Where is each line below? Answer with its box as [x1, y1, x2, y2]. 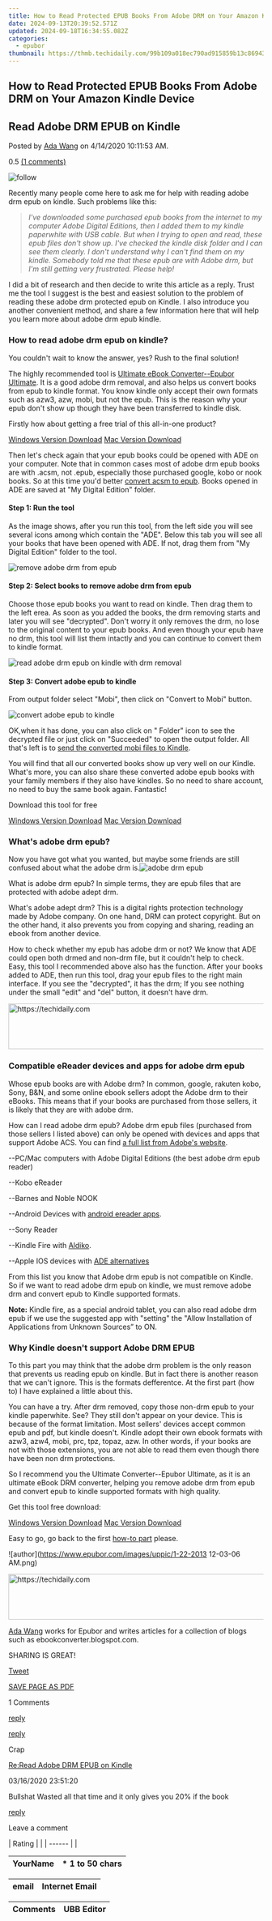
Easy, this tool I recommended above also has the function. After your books [8, 961, 263, 972]
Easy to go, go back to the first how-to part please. [8, 1534, 179, 1543]
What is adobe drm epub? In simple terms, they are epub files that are [8, 879, 241, 888]
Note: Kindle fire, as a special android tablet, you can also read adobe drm [8, 1305, 257, 1314]
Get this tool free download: [8, 1502, 101, 1511]
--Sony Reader [8, 1225, 58, 1234]
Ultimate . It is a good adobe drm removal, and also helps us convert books [8, 377, 257, 387]
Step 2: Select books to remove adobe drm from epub [8, 581, 192, 591]
